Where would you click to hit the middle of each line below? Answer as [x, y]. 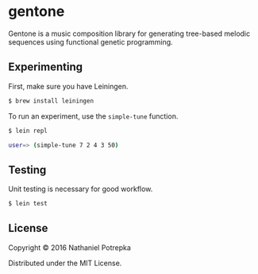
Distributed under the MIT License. [65, 263]
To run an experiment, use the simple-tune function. [93, 116]
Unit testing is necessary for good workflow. [81, 189]
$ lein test [28, 204]
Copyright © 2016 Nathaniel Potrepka [69, 247]
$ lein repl [28, 131]
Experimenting [46, 67]
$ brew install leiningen [51, 101]
